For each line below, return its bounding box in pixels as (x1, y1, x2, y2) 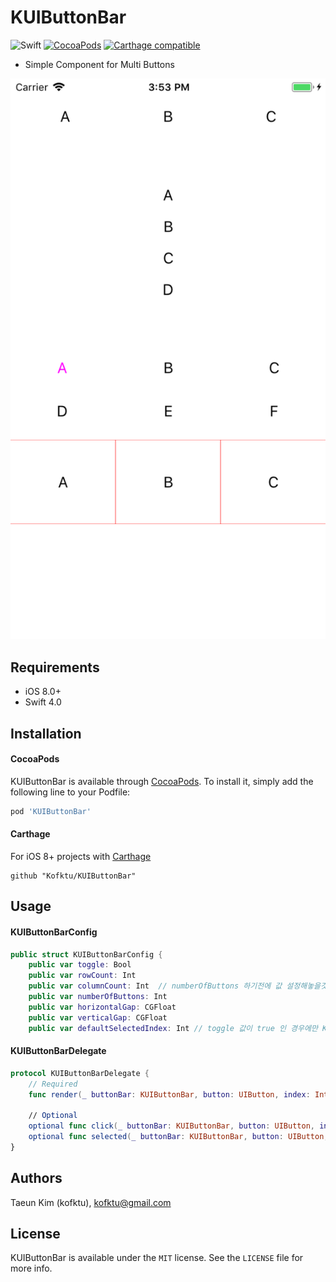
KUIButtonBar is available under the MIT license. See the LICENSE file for (10, 1252, 304, 1264)
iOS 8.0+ (24, 686, 62, 698)
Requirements (10, 659, 100, 676)
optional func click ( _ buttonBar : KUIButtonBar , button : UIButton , (28, 1121, 315, 1131)
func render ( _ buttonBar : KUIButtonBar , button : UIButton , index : (28, 1089, 311, 1100)
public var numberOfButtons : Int (28, 992, 168, 1002)
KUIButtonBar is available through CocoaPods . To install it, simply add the (10, 775, 314, 787)
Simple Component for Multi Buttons (24, 58, 175, 70)
